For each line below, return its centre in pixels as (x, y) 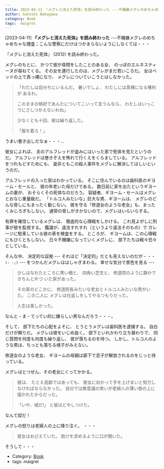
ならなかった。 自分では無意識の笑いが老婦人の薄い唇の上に (94, 388)
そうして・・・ (20, 446)
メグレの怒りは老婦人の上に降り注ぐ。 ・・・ (51, 426)
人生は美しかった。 (36, 306)
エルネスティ (144, 65)
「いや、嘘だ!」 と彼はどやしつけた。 (54, 405)
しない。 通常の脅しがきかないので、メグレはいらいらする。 (91, 211)
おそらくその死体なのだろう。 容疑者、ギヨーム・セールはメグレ (92, 193)
